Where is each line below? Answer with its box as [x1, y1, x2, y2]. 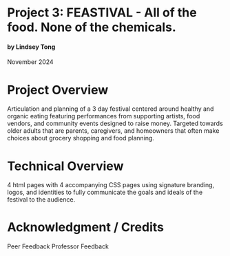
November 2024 [7, 58, 54, 66]
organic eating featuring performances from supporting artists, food [7, 112, 200, 120]
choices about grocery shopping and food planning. [7, 134, 155, 142]
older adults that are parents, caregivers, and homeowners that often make [7, 127, 220, 135]
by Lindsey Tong [7, 43, 56, 51]
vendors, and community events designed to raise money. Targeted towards [7, 119, 224, 128]
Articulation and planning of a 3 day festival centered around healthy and [7, 105, 214, 113]
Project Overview [7, 82, 109, 98]
